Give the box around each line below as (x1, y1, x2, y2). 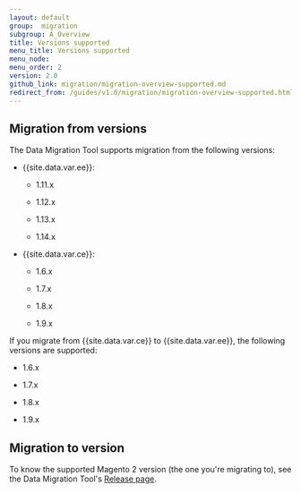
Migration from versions (9, 121, 148, 136)
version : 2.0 (9, 72, 58, 81)
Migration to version (9, 440, 125, 455)
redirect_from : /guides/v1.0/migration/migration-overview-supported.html (9, 88, 295, 97)
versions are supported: (9, 345, 98, 356)
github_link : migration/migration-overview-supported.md (9, 80, 227, 89)
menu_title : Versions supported (9, 47, 130, 55)
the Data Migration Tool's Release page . (9, 473, 157, 484)
